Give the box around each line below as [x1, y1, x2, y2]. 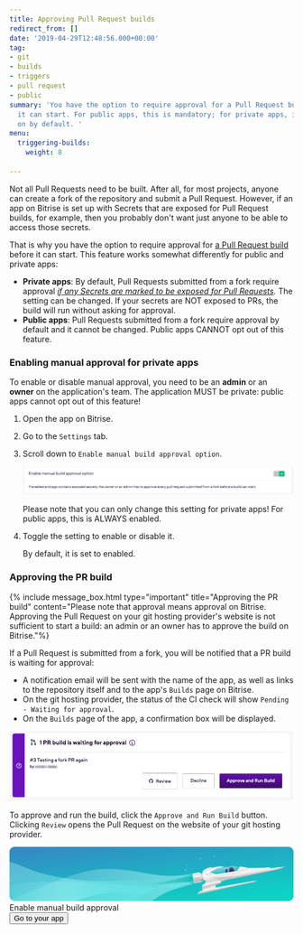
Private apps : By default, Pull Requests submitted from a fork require [22, 276, 280, 286]
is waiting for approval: [9, 657, 95, 668]
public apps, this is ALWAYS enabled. [22, 513, 162, 524]
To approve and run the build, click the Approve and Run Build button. [9, 809, 268, 820]
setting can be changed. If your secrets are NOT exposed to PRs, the [22, 294, 279, 306]
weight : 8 [25, 148, 63, 157]
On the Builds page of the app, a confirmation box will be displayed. [22, 713, 277, 724]
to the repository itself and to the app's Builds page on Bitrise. [22, 684, 254, 695]
